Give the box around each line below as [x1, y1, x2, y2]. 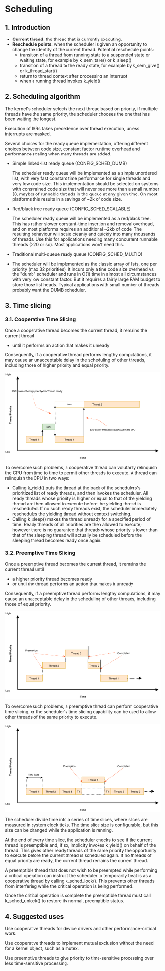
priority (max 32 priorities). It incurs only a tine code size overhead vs [12, 266, 154, 272]
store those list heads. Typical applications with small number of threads [12, 281, 160, 287]
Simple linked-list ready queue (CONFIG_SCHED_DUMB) [12, 160, 127, 166]
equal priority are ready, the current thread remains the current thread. [5, 858, 149, 864]
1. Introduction [5, 23, 50, 32]
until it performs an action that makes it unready [12, 342, 110, 348]
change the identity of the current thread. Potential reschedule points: [12, 47, 154, 52]
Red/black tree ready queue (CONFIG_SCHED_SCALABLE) [12, 206, 131, 212]
